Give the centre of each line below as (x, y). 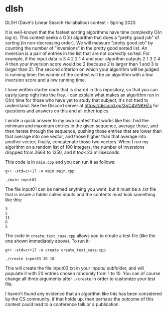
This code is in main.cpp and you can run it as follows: (60, 162)
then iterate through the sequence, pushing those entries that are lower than (83, 131)
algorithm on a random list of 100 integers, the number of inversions (75, 147)
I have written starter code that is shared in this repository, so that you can (82, 89)
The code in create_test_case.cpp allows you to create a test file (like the (81, 236)
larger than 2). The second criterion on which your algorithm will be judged (82, 69)
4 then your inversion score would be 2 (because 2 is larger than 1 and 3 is (82, 64)
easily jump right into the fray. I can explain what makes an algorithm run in (82, 95)
